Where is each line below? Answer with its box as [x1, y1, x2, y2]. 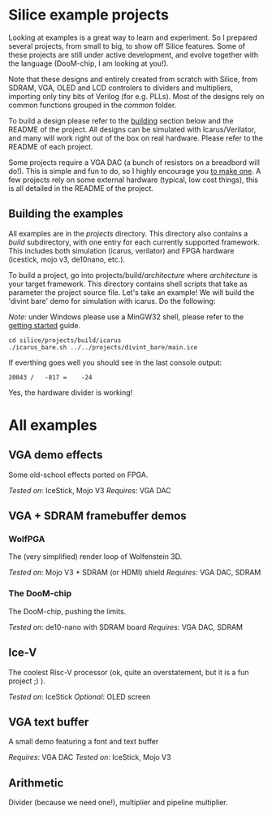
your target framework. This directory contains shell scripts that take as [8, 279, 248, 288]
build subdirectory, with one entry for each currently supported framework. [8, 237, 260, 247]
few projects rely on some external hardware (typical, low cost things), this [8, 175, 258, 184]
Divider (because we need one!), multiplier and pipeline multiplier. [8, 798, 229, 808]
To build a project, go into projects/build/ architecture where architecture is [8, 270, 258, 280]
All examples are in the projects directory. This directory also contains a [8, 228, 248, 238]
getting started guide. [8, 320, 81, 330]
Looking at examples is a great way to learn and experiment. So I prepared [8, 33, 257, 42]
